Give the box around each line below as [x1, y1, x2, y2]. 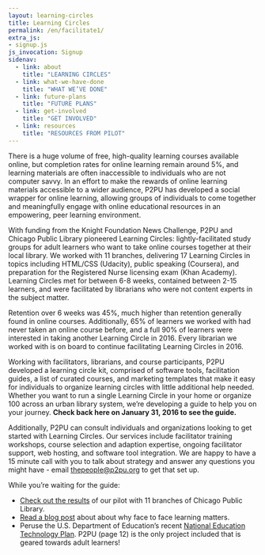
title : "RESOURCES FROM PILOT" [22, 129, 126, 137]
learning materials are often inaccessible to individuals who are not [8, 168, 226, 177]
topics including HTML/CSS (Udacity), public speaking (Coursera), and [8, 259, 240, 268]
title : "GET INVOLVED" [22, 115, 97, 123]
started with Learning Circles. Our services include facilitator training [8, 431, 233, 440]
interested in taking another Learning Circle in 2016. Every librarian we [8, 333, 237, 343]
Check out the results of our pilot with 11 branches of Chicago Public [19, 496, 243, 505]
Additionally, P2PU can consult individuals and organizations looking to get [8, 423, 252, 432]
